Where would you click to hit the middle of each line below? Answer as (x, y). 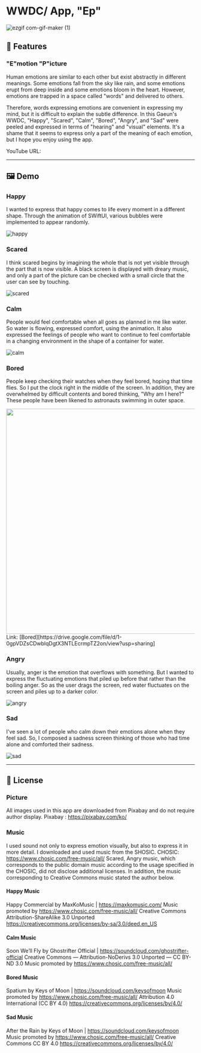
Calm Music (22, 937)
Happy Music (23, 891)
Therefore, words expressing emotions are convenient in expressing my (95, 107)
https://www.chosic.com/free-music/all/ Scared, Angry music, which (91, 858)
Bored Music (22, 977)
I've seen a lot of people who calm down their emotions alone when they (96, 731)
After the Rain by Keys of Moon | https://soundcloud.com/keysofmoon (93, 1030)
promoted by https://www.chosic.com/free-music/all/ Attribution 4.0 (90, 997)
